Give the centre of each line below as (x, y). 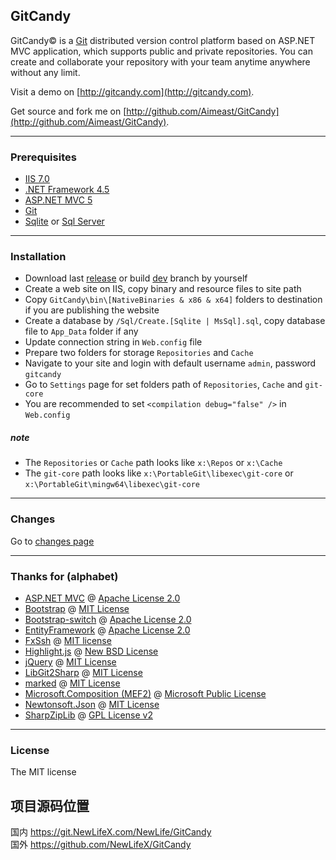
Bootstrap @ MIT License (77, 608)
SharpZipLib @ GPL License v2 (88, 715)
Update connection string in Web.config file (113, 342)
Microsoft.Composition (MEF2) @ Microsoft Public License (145, 693)
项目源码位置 (50, 805)
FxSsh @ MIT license (68, 640)
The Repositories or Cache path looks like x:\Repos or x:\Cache (153, 463)
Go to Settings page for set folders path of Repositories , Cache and (163, 385)
